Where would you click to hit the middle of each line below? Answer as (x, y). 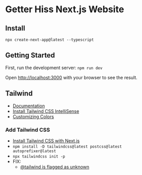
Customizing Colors (33, 116)
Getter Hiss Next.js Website (65, 9)
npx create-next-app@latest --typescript (50, 40)
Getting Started (30, 55)
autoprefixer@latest (34, 151)
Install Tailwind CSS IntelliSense (46, 111)
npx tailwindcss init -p (39, 156)
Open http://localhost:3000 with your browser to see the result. (72, 77)
